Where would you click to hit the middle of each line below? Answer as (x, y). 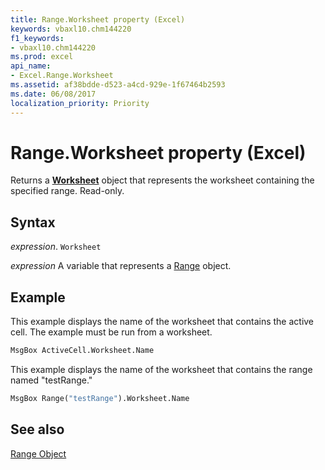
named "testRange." (51, 380)
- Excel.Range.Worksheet (62, 76)
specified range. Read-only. (67, 191)
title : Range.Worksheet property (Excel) (98, 19)
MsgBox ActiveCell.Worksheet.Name (82, 351)
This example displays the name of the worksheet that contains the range (161, 369)
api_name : (31, 66)
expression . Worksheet (56, 247)
